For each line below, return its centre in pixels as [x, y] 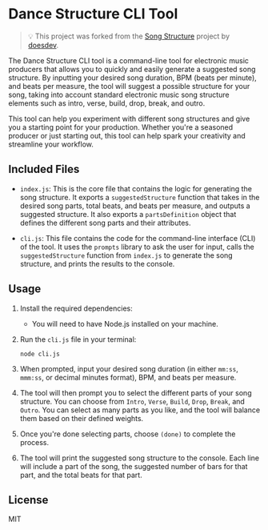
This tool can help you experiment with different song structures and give [129, 118]
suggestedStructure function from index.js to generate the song [126, 255]
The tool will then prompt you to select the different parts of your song [136, 392]
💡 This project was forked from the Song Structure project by [129, 36]
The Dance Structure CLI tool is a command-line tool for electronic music [129, 60]
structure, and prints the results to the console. [97, 263]
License [28, 500]
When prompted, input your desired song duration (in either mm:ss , [129, 368]
